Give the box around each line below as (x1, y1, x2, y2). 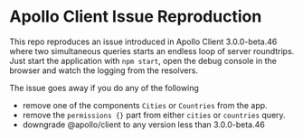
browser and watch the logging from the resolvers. (9, 65, 199, 76)
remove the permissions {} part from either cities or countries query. (22, 109, 287, 120)
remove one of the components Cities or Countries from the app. (22, 99, 269, 110)
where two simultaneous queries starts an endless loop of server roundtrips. (9, 45, 295, 56)
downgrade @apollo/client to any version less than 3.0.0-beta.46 (22, 119, 265, 130)
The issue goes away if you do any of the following (9, 82, 199, 93)
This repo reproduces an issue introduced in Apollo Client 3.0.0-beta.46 (9, 36, 278, 47)
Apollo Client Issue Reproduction (9, 6, 262, 27)
